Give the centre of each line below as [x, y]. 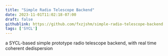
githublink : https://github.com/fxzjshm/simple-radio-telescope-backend [84, 24]
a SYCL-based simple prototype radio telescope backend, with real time [81, 43]
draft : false [19, 19]
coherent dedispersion [29, 48]
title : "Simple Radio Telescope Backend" [50, 10]
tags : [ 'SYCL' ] [21, 29]
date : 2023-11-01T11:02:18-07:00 [41, 15]
